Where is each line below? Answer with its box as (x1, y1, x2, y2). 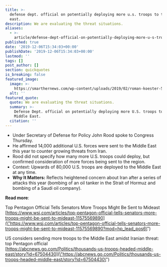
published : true (5, 40, 39, 45)
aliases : (5, 26, 23, 31)
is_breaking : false (5, 72, 46, 77)
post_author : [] (5, 63, 39, 68)
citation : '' (9, 118, 37, 124)
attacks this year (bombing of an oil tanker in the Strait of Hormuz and (12, 180, 156, 186)
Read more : (5, 195, 29, 201)
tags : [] (5, 58, 23, 63)
